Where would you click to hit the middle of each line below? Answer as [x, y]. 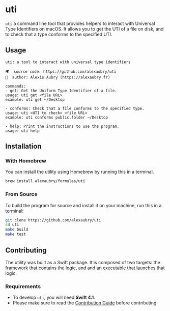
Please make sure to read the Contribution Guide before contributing [84, 303]
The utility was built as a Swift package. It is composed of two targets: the [83, 262]
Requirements [23, 286]
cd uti [12, 225]
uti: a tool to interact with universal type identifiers [68, 62]
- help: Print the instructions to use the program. [62, 126]
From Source [21, 194]
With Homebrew [26, 161]
